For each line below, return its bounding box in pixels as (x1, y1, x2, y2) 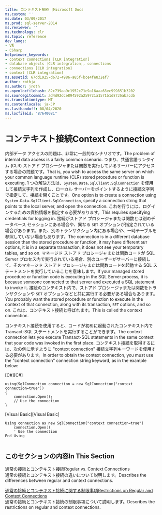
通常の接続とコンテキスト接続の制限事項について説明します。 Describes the (5, 498, 155, 504)
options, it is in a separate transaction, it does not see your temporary (5, 244, 144, 250)
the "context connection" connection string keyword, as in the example (5, 358, 147, 363)
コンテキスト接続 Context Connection (5, 133, 156, 144)
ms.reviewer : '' (5, 25, 38, 30)
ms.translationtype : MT (5, 98, 53, 103)
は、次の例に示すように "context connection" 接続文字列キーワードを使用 (5, 346, 152, 352)
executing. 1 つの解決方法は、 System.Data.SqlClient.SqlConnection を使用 (5, 180, 154, 186)
